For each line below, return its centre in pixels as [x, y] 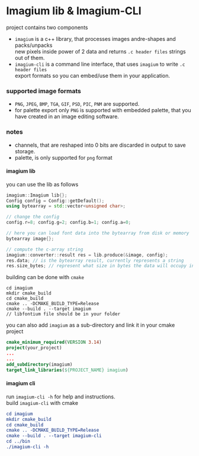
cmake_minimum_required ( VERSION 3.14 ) [54, 343]
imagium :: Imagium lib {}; [37, 195]
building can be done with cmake [45, 277]
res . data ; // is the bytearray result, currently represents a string [95, 260]
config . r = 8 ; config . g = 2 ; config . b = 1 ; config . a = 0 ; [69, 223]
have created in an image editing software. [67, 116]
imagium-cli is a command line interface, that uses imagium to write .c [100, 64]
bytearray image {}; [30, 239]
